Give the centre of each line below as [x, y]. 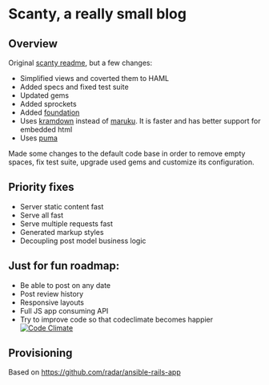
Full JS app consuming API [64, 310]
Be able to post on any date [65, 285]
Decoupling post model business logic [83, 241]
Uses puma [39, 138]
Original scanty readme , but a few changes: [80, 63]
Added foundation [50, 112]
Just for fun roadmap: [64, 266]
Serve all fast [42, 215]
